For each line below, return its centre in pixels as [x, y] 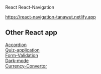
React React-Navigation [30, 7]
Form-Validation [22, 55]
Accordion [16, 44]
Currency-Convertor [26, 66]
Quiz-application [22, 50]
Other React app [31, 33]
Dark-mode [17, 60]
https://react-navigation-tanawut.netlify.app [51, 17]
